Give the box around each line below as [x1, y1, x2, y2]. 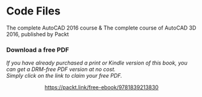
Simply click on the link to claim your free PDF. [6, 72, 123, 80]
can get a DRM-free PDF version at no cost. [6, 66, 116, 73]
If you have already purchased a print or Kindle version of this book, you [6, 59, 187, 67]
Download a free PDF [6, 45, 70, 54]
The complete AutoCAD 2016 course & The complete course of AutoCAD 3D [6, 24, 197, 31]
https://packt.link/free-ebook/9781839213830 [44, 84, 159, 91]
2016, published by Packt [6, 30, 69, 37]
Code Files [6, 4, 60, 18]
